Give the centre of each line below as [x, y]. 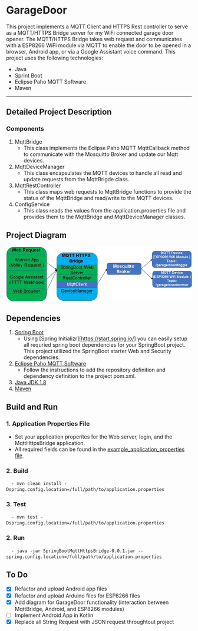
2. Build [17, 470]
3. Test [16, 504]
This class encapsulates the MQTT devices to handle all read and [103, 173]
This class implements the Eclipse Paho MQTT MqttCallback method [107, 148]
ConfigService [32, 204]
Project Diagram [36, 235]
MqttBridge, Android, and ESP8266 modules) [70, 609]
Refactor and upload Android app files [61, 589]
